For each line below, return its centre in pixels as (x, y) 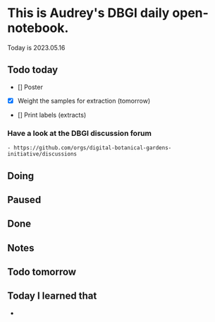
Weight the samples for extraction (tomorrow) (84, 100)
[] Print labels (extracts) (52, 115)
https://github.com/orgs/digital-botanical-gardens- (93, 148)
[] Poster (30, 87)
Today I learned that (52, 296)
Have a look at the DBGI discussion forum (79, 133)
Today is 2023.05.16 (36, 47)
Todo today (33, 70)
